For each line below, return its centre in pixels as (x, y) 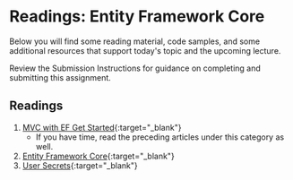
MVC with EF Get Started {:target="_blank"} (102, 127)
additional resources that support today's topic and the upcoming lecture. (145, 50)
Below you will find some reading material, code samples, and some (135, 41)
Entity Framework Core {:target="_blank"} (98, 156)
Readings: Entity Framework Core (137, 17)
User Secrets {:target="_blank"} (80, 165)
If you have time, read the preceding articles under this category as (160, 137)
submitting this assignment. (60, 77)
